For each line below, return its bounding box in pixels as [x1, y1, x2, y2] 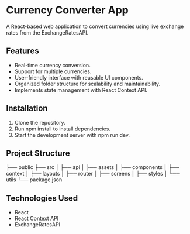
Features [6, 46, 39, 56]
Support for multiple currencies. [14, 68, 92, 75]
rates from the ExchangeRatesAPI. [6, 29, 89, 36]
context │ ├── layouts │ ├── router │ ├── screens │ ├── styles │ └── [6, 170, 180, 177]
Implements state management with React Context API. [14, 86, 148, 94]
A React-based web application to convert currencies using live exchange [6, 23, 184, 30]
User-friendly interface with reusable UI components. [14, 74, 143, 81]
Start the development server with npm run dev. [14, 131, 130, 138]
